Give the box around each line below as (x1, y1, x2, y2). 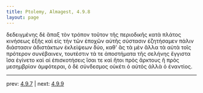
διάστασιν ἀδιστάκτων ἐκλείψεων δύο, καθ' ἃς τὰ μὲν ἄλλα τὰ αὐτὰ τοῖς (6, 43, 192, 51)
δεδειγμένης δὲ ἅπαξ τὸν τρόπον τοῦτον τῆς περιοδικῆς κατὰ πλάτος (6, 31, 181, 38)
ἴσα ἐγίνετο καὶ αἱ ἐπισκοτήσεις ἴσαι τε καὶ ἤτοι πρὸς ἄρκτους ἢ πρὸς (6, 56, 179, 64)
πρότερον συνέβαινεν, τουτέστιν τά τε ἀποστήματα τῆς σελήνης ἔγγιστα (6, 50, 191, 57)
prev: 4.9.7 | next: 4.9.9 (6, 80, 65, 87)
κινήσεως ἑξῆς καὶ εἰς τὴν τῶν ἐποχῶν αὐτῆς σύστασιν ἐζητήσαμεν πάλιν (6, 37, 195, 44)
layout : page (6, 14, 39, 20)
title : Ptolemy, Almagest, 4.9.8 (6, 8, 91, 15)
